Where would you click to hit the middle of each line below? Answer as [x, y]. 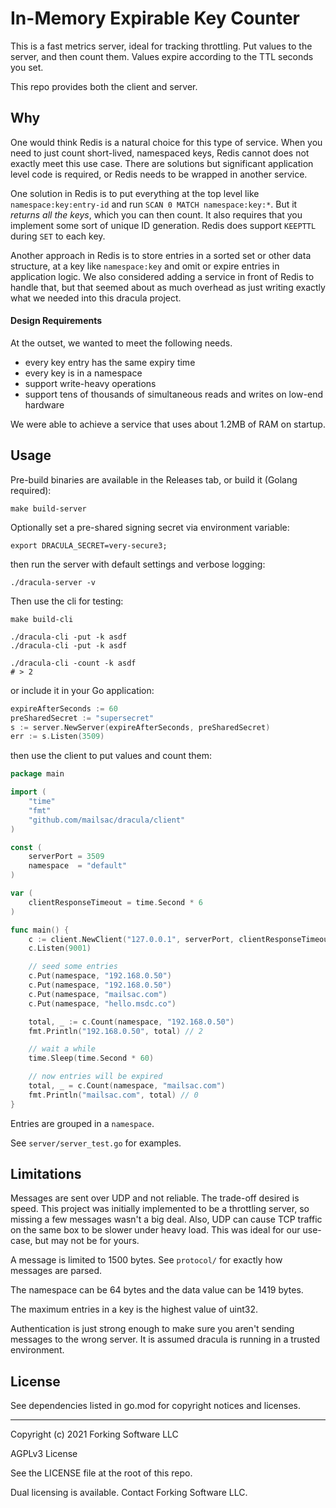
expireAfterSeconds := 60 [64, 708]
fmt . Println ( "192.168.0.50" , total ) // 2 [115, 1031]
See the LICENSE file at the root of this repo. [101, 1473]
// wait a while [62, 1049]
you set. [27, 67]
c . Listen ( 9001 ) [60, 948]
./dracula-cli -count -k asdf [73, 663]
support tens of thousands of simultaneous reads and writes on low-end [174, 394]
